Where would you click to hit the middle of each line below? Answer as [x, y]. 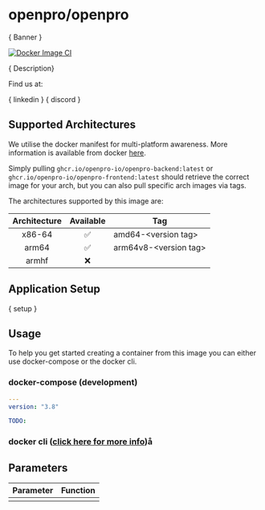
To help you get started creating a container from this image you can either [132, 353]
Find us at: [26, 84]
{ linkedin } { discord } [45, 99]
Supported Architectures [72, 125]
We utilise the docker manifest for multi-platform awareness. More [118, 144]
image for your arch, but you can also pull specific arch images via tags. [127, 185]
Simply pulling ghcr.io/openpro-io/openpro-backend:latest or [111, 168]
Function [78, 491]
